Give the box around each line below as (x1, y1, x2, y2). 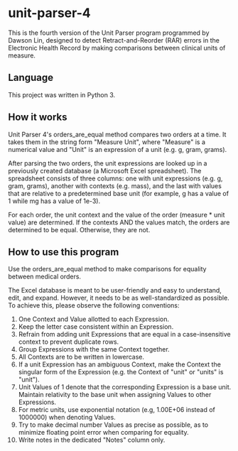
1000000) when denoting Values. (18, 413, 116, 422)
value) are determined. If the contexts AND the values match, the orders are (8, 218, 230, 227)
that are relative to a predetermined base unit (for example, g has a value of (8, 189, 229, 197)
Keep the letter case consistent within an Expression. (18, 322, 174, 331)
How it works (8, 112, 67, 124)
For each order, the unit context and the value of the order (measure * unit (8, 210, 225, 219)
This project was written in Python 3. (8, 90, 116, 99)
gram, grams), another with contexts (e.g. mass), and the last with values (8, 181, 222, 190)
